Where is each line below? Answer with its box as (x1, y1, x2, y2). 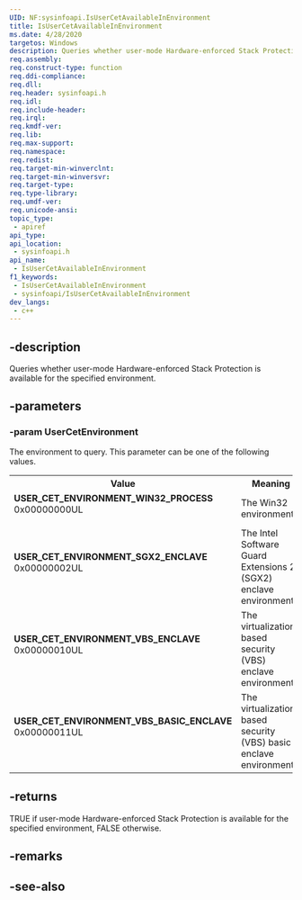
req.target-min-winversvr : (9, 172, 111, 181)
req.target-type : (9, 181, 75, 190)
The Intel (241, 526, 279, 539)
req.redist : (9, 155, 54, 165)
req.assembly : (9, 55, 63, 64)
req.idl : (9, 96, 42, 106)
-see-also (9, 879, 66, 895)
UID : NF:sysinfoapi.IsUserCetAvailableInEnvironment (9, 13, 211, 22)
